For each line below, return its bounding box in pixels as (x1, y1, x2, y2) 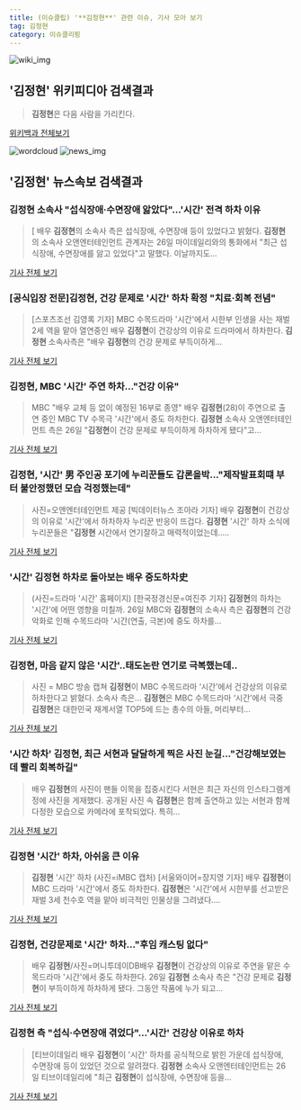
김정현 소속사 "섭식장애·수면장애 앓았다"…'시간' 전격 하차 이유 (9, 203, 261, 216)
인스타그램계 (246, 783, 291, 794)
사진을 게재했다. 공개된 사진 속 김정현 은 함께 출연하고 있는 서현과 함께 (48, 794, 290, 806)
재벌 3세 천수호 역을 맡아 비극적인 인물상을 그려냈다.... (31, 894, 221, 905)
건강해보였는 (235, 748, 287, 761)
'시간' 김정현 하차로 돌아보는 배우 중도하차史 (9, 571, 189, 583)
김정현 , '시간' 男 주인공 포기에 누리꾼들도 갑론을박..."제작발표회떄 (9, 469, 274, 482)
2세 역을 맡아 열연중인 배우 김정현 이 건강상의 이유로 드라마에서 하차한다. (31, 325, 284, 336)
